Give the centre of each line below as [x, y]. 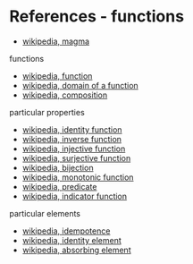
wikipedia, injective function [74, 149]
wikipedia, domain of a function [80, 85]
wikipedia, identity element [72, 240]
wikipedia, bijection [58, 167]
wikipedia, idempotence [66, 231]
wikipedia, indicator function [75, 196]
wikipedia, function [57, 76]
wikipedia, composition [65, 95]
